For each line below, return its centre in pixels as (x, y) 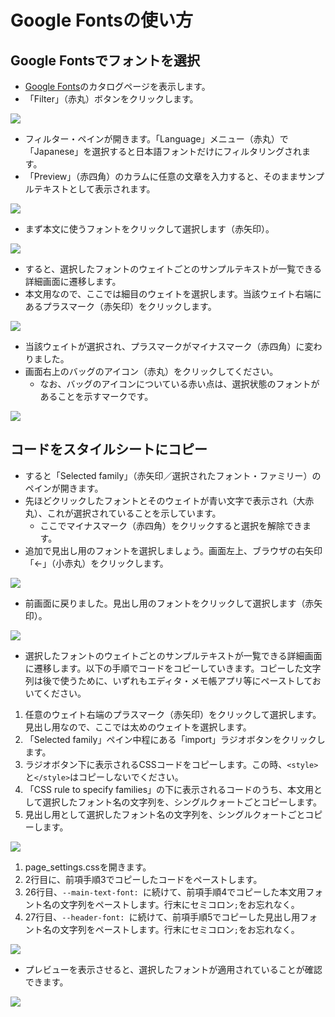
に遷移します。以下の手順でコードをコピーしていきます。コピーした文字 (173, 668)
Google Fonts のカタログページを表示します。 (117, 86)
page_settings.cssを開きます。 (88, 867)
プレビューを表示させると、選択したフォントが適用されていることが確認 (173, 969)
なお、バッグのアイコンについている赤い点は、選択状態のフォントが (179, 384)
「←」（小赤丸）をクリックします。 (96, 563)
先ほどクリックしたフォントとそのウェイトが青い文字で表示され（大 (165, 500)
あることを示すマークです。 (96, 396)
